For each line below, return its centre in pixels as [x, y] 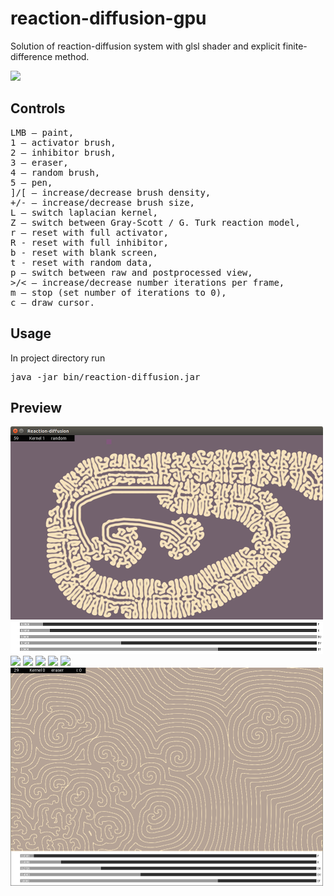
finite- [295, 46]
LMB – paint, [42, 132]
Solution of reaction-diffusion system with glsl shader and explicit [145, 46]
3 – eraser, [39, 162]
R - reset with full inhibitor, [89, 242]
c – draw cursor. [52, 302]
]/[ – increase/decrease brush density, [111, 192]
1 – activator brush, [63, 142]
